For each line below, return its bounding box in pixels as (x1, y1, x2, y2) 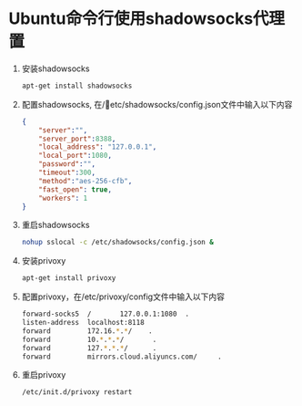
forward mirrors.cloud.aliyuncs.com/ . (21, 352, 222, 361)
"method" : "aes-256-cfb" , (38, 176, 133, 185)
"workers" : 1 (38, 193, 88, 203)
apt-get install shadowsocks (21, 81, 133, 90)
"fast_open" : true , (38, 184, 113, 194)
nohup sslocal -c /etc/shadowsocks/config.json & (21, 238, 215, 247)
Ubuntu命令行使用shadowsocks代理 (8, 8, 286, 29)
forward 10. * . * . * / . (21, 335, 157, 344)
